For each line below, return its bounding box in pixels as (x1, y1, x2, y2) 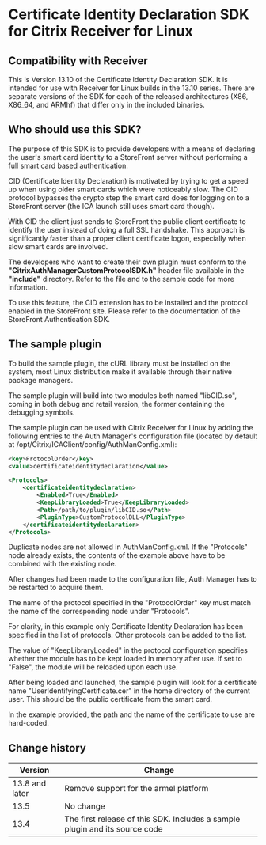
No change (64, 801, 105, 812)
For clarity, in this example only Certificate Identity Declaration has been (8, 622, 244, 631)
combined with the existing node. (8, 559, 117, 569)
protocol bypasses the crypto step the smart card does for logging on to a (8, 192, 249, 203)
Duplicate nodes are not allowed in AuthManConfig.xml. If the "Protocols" (8, 542, 248, 551)
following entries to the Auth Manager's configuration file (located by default (8, 431, 258, 441)
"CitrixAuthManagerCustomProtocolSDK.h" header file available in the (8, 265, 245, 275)
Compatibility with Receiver (8, 54, 148, 67)
